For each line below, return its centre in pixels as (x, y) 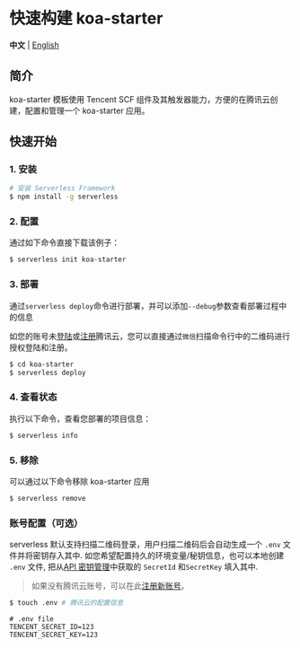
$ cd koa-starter (42, 364)
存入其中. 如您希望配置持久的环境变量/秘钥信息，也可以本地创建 (166, 556)
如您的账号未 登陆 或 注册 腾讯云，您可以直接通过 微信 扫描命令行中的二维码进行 (150, 336)
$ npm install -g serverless (64, 197)
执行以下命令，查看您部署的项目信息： (80, 418)
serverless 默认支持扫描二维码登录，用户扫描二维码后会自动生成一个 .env (145, 545)
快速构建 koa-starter (86, 18)
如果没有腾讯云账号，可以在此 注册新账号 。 (110, 586)
